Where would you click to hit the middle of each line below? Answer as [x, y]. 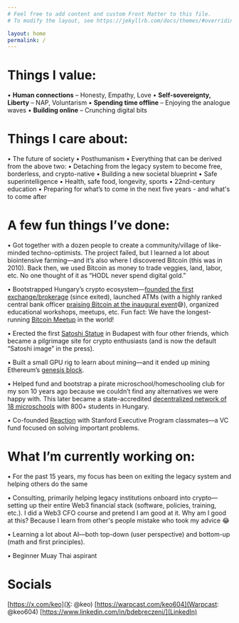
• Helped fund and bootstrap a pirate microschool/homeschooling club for [116, 384]
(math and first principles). [46, 542]
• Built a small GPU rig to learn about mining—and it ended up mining [108, 362]
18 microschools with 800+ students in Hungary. [78, 406]
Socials [30, 585]
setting [17, 505]
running [19, 320]
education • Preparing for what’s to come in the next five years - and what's [119, 189]
